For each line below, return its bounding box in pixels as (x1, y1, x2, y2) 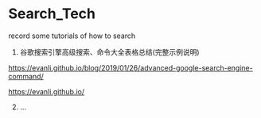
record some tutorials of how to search (8, 31, 136, 40)
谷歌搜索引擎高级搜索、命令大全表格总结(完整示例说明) (19, 47, 201, 56)
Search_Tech (8, 5, 95, 23)
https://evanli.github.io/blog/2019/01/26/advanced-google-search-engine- (8, 63, 253, 72)
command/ (8, 71, 44, 81)
